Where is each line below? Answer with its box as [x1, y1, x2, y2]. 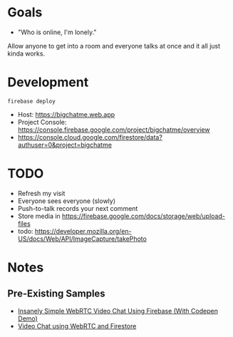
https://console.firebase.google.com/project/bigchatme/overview [17, 125, 210, 134]
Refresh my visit [17, 189, 66, 197]
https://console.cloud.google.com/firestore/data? [17, 133, 162, 141]
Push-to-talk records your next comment [17, 204, 138, 212]
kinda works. [7, 49, 45, 58]
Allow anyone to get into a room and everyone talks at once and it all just [7, 41, 221, 50]
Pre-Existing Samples [7, 288, 105, 300]
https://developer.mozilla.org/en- [34, 227, 132, 235]
